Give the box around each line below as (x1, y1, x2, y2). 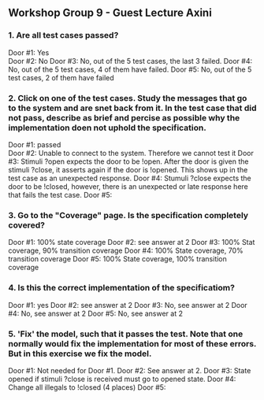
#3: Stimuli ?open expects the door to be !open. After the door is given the (8, 157, 249, 166)
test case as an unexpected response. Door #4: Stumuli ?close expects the (8, 173, 252, 183)
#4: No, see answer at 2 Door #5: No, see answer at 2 (8, 309, 184, 318)
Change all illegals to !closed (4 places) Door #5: (8, 382, 166, 392)
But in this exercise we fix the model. (8, 348, 152, 359)
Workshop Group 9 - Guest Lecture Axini (8, 6, 213, 20)
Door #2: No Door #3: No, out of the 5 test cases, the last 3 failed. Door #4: (8, 56, 253, 65)
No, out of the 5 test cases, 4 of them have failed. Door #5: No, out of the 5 (8, 65, 252, 74)
